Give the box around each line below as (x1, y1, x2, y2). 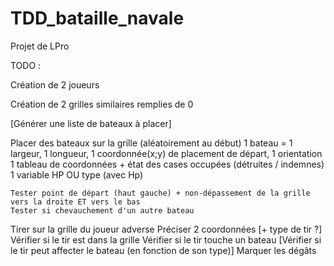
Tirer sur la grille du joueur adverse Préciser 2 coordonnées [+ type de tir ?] (10, 223, 323, 235)
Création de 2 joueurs (10, 78, 100, 91)
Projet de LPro (10, 40, 70, 52)
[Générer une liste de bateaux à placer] (10, 117, 172, 129)
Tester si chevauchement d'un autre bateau (10, 205, 195, 216)
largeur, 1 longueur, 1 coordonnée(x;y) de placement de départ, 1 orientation (10, 147, 323, 159)
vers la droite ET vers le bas (10, 197, 141, 207)
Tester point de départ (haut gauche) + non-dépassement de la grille (10, 188, 311, 198)
